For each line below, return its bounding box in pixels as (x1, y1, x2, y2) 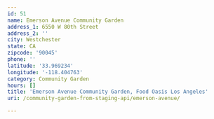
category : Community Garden (7, 75, 90, 83)
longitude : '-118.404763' (7, 69, 83, 76)
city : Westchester (7, 36, 61, 43)
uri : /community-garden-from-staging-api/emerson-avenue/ (7, 95, 180, 102)
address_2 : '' (7, 29, 49, 37)
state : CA (7, 43, 36, 50)
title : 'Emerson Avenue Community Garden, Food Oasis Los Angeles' (7, 88, 209, 95)
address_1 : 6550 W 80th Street (7, 23, 99, 30)
